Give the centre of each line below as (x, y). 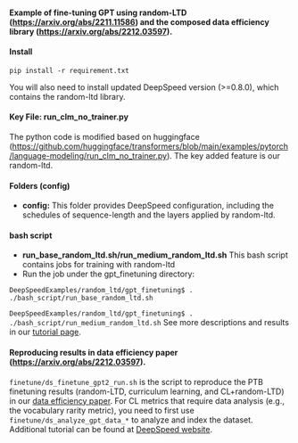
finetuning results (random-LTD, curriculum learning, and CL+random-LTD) (147, 391)
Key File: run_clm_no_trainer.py (69, 117)
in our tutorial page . (46, 332)
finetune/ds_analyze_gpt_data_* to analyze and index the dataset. (131, 420)
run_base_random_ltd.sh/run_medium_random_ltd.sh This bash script (155, 255)
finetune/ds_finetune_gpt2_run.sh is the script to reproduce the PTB (137, 381)
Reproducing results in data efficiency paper (94, 353)
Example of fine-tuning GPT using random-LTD (98, 12)
